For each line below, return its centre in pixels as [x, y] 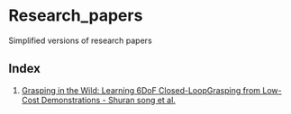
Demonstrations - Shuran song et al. [109, 100]
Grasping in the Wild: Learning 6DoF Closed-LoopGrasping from [141, 90]
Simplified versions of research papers [80, 40]
